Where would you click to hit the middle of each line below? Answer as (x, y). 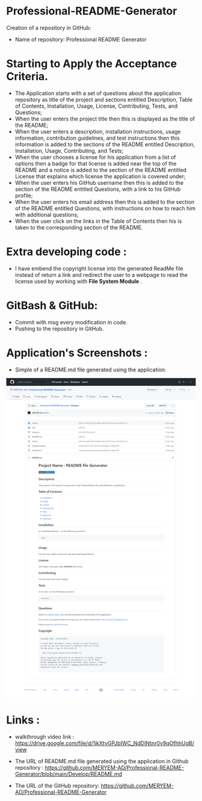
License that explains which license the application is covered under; (100, 176)
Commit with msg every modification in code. (71, 322)
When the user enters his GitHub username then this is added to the (99, 182)
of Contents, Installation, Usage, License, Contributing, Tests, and (96, 106)
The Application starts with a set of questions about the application (98, 93)
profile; (24, 195)
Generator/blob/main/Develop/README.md (68, 774)
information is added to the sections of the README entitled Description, (105, 144)
